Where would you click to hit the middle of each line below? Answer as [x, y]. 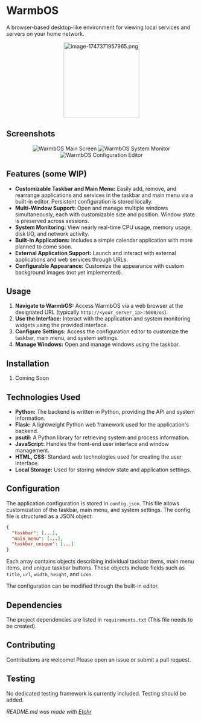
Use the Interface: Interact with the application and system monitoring [103, 319]
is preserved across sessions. [52, 221]
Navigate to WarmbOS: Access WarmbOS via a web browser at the [99, 306]
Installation [28, 363]
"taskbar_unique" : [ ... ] [43, 544]
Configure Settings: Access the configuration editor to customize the [101, 331]
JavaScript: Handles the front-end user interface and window [92, 444]
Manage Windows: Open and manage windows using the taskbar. [97, 344]
